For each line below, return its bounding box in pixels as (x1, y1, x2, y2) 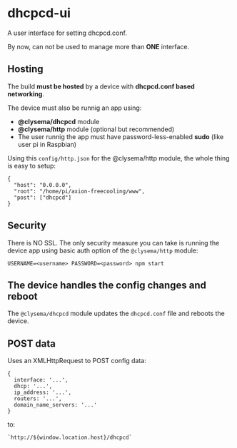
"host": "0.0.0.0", (14, 181, 72, 188)
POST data (7, 337, 56, 350)
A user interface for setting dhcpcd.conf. (7, 29, 127, 37)
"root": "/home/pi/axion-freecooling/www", (14, 188, 145, 195)
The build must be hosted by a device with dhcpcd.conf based (7, 82, 195, 91)
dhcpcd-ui (7, 5, 71, 21)
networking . (7, 89, 45, 98)
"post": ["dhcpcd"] (14, 194, 72, 201)
